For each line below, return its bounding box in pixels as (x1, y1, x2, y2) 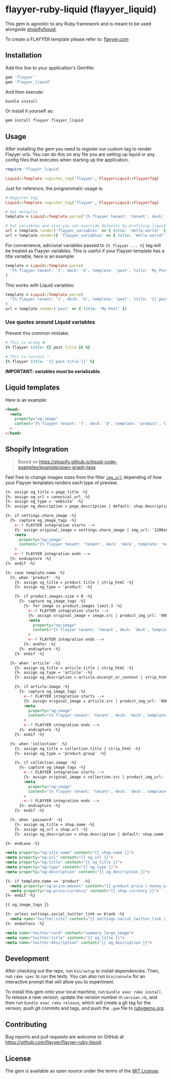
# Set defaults (5, 209, 38, 215)
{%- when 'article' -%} (10, 660, 60, 666)
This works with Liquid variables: (5, 282, 75, 288)
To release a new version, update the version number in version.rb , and (5, 994, 158, 1000)
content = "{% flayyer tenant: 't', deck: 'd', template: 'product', (14, 421, 161, 427)
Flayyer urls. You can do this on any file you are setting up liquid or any (5, 151, 155, 157)
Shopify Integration (5, 445, 69, 454)
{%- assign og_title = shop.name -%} (14, 822, 95, 827)
